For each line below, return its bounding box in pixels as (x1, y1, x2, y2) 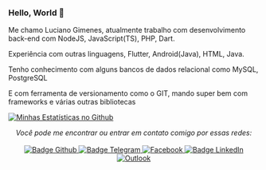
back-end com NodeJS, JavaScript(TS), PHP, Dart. (8, 34, 175, 43)
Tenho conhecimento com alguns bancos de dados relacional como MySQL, (8, 65, 259, 74)
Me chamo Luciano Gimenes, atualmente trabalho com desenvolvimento (8, 26, 246, 35)
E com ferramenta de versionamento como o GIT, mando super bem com (8, 89, 248, 98)
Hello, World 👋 (8, 7, 65, 18)
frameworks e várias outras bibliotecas (8, 97, 136, 107)
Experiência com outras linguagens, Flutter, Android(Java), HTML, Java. (8, 49, 244, 59)
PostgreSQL (8, 73, 48, 83)
